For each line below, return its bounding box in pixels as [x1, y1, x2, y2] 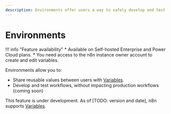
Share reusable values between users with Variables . [12, 77, 125, 83]
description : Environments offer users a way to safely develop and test [5, 7, 166, 13]
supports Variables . [5, 103, 46, 109]
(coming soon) [12, 88, 44, 94]
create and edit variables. [5, 57, 59, 63]
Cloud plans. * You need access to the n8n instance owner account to [5, 51, 153, 58]
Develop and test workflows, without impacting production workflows [12, 82, 159, 88]
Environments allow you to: [5, 67, 62, 73]
